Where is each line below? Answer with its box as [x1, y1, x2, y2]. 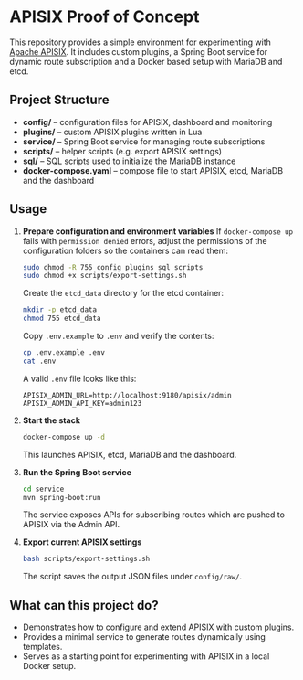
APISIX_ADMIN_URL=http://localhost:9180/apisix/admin [22, 390, 232, 399]
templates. [22, 642, 63, 653]
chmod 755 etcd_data [22, 313, 101, 324]
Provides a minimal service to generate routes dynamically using [22, 632, 266, 643]
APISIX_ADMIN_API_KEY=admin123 [22, 398, 142, 408]
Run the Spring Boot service [22, 466, 132, 477]
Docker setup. [22, 661, 77, 672]
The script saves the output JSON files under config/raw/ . [22, 571, 243, 582]
